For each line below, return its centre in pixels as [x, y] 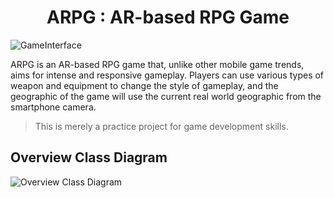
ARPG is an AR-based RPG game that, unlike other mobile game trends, [157, 64]
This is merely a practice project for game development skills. [161, 126]
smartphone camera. [53, 107]
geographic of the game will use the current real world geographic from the [166, 96]
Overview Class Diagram [89, 157]
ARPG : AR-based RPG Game [168, 17]
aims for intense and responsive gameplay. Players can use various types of [167, 75]
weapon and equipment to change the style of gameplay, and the [144, 85]
